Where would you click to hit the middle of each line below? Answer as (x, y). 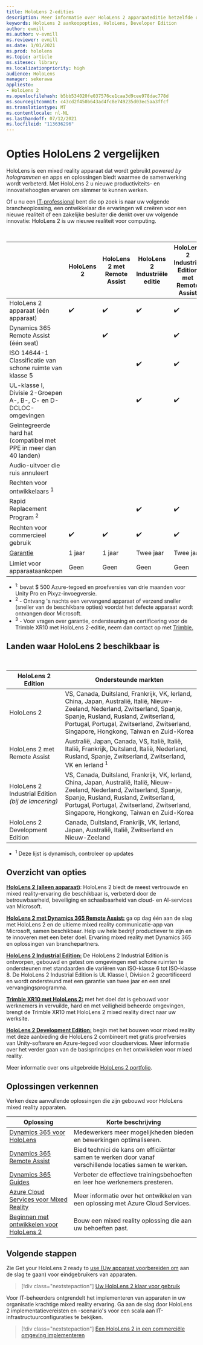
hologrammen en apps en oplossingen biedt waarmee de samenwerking (96, 177)
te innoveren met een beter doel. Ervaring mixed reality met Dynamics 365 (99, 937)
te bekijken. (89, 1317)
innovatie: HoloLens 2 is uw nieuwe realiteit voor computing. (81, 221)
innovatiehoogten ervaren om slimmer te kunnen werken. (77, 190)
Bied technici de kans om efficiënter (124, 1150)
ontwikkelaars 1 (32, 491)
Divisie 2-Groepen (36, 393)
